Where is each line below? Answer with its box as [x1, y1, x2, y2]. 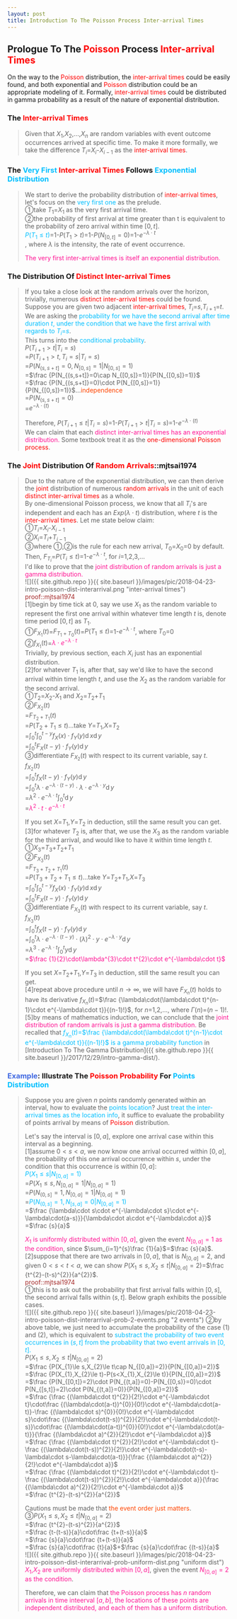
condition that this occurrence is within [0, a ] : [24, 1162, 157, 1171]
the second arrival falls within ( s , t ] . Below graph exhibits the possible [24, 1293, 227, 1301]
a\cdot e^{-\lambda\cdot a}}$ [126, 1214, 212, 1223]
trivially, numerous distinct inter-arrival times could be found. [24, 295, 203, 304]
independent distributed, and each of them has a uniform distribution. [24, 1603, 228, 1612]
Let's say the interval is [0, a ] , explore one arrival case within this [24, 1132, 214, 1141]
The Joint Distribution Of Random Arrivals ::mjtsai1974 [7, 461, 197, 471]
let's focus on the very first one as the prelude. [24, 197, 161, 206]
